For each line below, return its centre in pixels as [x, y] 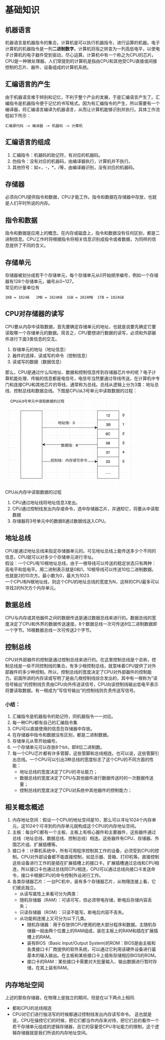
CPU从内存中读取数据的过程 [33, 492]
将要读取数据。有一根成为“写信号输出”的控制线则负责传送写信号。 [72, 691]
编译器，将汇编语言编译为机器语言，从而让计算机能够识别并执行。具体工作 [80, 109]
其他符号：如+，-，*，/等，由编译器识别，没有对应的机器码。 [75, 167]
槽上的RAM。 [40, 937]
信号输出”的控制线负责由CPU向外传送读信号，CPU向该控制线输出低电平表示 [82, 684]
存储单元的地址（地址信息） [40, 349]
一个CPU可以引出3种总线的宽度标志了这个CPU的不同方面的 [89, 759]
